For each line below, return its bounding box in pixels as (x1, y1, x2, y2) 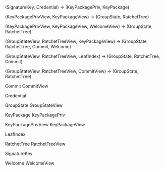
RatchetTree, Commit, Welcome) (5, 44, 71, 49)
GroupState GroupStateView (5, 102, 63, 108)
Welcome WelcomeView (5, 160, 55, 166)
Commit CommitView (5, 83, 49, 89)
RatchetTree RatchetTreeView (5, 141, 66, 147)
